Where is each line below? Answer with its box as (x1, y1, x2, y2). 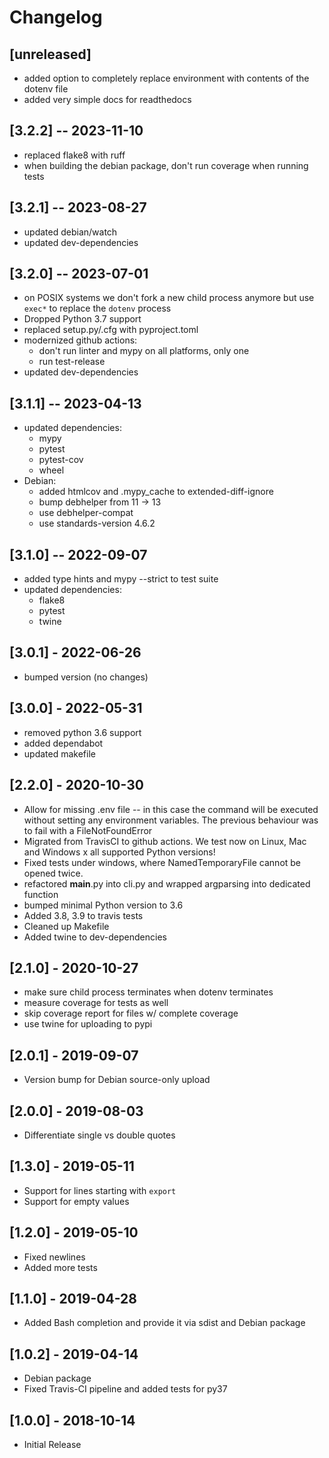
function (23, 888, 59, 900)
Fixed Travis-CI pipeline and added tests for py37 (23, 1383, 228, 1395)
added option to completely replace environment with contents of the (23, 72, 310, 84)
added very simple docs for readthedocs (23, 94, 192, 105)
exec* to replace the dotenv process (23, 302, 172, 315)
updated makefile (23, 747, 96, 760)
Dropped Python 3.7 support (23, 313, 142, 325)
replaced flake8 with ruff (23, 149, 126, 161)
